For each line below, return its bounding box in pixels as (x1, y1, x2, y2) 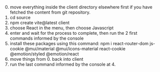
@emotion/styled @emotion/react (9, 51, 79, 57)
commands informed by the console (9, 35, 84, 41)
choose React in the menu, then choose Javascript (9, 25, 114, 31)
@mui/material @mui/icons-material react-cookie (24, 46, 126, 51)
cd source (9, 15, 31, 20)
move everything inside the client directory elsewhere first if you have (9, 4, 153, 10)
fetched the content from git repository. (9, 9, 91, 15)
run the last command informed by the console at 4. (9, 61, 116, 67)
